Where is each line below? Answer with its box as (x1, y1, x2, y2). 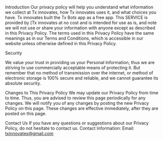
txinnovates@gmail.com (5, 131, 54, 136)
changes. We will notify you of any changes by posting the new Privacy (5, 100, 149, 106)
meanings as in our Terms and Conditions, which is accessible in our (5, 35, 143, 41)
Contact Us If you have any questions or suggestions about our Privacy (5, 120, 149, 126)
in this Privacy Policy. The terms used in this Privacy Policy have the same (5, 30, 154, 36)
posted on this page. (5, 111, 47, 117)
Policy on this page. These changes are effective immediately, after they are (5, 105, 159, 111)
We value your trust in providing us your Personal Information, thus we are (5, 60, 155, 65)
